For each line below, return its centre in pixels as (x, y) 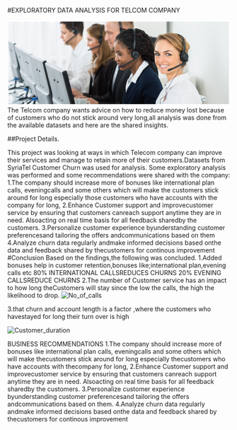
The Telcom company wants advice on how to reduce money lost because (116, 110)
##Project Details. (34, 139)
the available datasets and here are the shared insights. (88, 125)
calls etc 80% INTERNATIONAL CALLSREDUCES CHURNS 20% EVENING (114, 273)
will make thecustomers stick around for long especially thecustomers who (116, 359)
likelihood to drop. (34, 296)
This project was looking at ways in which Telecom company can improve (115, 153)
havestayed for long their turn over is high (68, 317)
